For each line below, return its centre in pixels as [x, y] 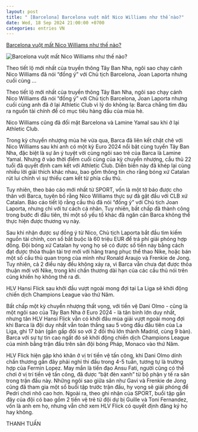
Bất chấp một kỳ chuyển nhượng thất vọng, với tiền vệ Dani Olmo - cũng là [97, 306]
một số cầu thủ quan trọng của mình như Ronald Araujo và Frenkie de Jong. [98, 258]
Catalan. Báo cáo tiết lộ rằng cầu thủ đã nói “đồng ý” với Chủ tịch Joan [92, 202]
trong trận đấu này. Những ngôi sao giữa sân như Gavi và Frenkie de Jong [96, 381]
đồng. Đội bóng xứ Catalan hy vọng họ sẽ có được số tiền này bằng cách [95, 245]
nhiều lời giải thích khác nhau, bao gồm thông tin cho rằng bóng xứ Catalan [98, 172]
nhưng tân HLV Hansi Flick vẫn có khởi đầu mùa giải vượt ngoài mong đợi [95, 319]
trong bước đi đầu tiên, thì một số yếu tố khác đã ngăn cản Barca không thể [98, 215]
